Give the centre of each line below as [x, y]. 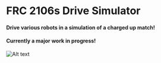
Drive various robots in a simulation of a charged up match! [81, 27]
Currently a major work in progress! [51, 41]
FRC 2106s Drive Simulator [73, 11]
